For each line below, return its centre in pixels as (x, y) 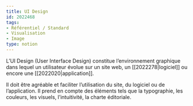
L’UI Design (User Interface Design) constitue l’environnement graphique (93, 61)
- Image (15, 39)
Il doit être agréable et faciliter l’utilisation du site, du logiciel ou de (85, 84)
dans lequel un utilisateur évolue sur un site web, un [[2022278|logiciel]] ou (97, 67)
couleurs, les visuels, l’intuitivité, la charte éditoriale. (69, 97)
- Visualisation (26, 33)
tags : (13, 22)
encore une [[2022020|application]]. (50, 73)
